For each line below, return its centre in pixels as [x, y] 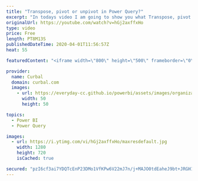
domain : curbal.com [35, 82]
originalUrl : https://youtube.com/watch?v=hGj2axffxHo [75, 22]
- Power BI [25, 120]
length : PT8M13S [26, 39]
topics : [16, 115]
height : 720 [31, 153]
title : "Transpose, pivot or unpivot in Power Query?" [75, 11]
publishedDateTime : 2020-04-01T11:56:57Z [58, 45]
